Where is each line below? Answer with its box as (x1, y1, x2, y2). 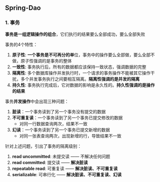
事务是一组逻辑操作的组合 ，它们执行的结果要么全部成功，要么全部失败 (5, 31, 145, 37)
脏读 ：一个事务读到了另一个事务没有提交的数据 (12, 108, 106, 114)
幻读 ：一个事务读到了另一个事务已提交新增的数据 (12, 127, 110, 133)
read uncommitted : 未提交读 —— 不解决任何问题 (12, 153, 111, 159)
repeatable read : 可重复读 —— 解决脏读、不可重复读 (12, 166, 118, 171)
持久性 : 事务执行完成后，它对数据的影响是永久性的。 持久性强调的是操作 (12, 82, 155, 88)
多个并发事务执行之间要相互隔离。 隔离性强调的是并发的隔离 (20, 76, 140, 82)
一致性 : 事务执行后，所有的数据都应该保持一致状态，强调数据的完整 (12, 64, 146, 70)
